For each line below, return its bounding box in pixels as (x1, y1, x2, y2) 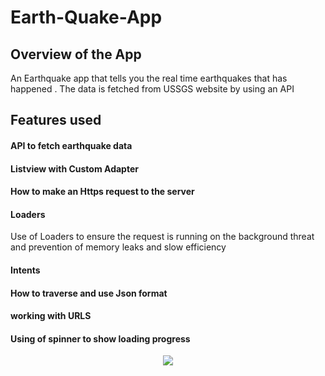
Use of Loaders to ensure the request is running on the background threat (10, 231, 315, 243)
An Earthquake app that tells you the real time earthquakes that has (10, 72, 288, 84)
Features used (10, 112, 102, 129)
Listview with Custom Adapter (10, 162, 139, 175)
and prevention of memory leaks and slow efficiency (10, 241, 227, 253)
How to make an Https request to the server (10, 186, 195, 198)
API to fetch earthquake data (10, 139, 133, 151)
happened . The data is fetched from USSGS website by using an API (10, 83, 295, 95)
